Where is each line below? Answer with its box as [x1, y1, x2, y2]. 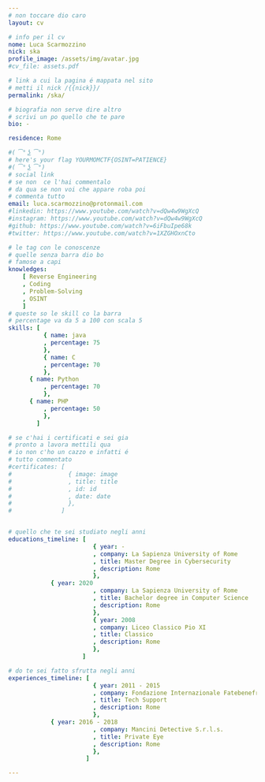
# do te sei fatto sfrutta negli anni [8, 667, 136, 675]
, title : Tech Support [92, 696, 168, 704]
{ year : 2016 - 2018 [50, 718, 118, 726]
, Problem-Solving [22, 287, 83, 296]
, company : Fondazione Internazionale [92, 689, 221, 697]
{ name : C [43, 353, 77, 361]
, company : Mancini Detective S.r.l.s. [92, 725, 224, 733]
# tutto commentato [8, 456, 73, 464]
